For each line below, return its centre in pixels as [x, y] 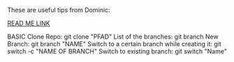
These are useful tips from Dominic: [59, 10]
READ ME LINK [29, 23]
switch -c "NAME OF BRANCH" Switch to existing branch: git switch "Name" [117, 51]
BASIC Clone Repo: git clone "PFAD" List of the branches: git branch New [113, 37]
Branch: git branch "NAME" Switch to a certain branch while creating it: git [114, 44]
